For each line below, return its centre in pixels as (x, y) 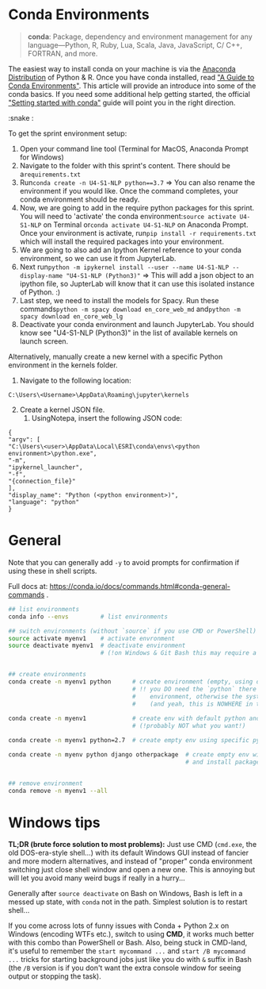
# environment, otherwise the (187, 696)
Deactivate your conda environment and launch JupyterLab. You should (137, 324)
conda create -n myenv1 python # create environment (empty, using (131, 682)
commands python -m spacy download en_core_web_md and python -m (130, 309)
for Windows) (42, 157)
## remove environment (46, 783)
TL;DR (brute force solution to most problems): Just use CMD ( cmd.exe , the (133, 845)
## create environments (47, 675)
